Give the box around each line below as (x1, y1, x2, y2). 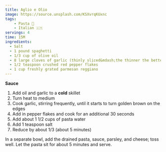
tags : (5, 16, 16, 21)
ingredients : (5, 39, 32, 44)
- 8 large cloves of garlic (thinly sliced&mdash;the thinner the (9, 58, 149, 63)
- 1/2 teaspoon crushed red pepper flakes (9, 62, 98, 67)
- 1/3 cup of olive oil (9, 53, 58, 58)
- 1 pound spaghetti (9, 48, 52, 53)
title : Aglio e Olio (5, 7, 48, 12)
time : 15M (5, 35, 26, 40)
